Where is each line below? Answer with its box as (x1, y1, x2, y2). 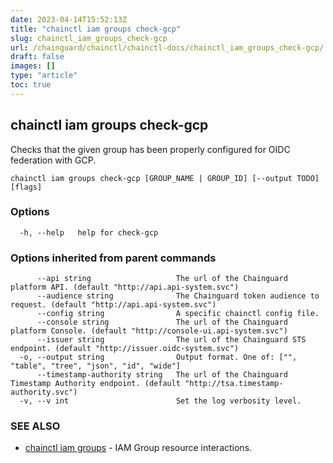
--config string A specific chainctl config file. (36, 309, 320, 319)
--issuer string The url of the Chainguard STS (36, 335, 307, 345)
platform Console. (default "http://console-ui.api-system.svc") (10, 326, 288, 336)
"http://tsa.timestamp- (184, 379, 284, 389)
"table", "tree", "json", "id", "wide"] (10, 361, 182, 371)
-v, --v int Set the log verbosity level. (19, 396, 302, 406)
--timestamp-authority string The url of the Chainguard (36, 370, 288, 380)
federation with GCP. (10, 154, 97, 166)
